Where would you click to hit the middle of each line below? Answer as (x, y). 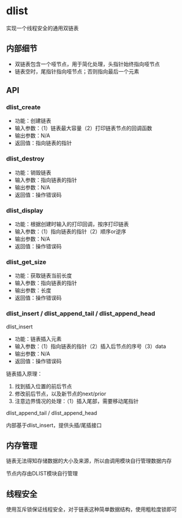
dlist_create (23, 107)
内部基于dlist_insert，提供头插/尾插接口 (54, 425)
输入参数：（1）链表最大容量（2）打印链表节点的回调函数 (83, 128)
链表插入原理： (24, 373)
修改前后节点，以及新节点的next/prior (60, 394)
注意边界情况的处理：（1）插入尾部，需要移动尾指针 (77, 401)
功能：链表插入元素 (38, 338)
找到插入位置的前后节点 (43, 386)
